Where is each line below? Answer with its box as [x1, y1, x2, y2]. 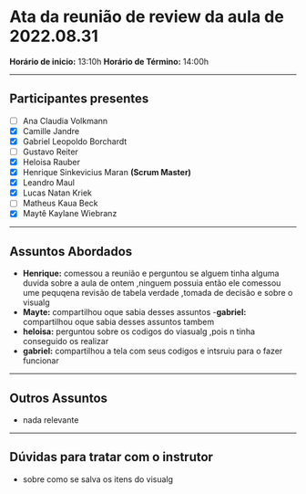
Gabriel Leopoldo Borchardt [22, 135, 127, 147]
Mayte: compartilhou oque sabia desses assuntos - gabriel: [22, 307, 247, 318]
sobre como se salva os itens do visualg [22, 473, 174, 485]
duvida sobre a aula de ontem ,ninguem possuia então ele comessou [22, 278, 281, 289]
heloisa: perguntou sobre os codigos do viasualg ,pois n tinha [22, 326, 256, 337]
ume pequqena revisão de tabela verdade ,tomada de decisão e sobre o [22, 288, 293, 299]
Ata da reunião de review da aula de [9, 6, 284, 27]
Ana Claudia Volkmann [22, 115, 108, 126]
